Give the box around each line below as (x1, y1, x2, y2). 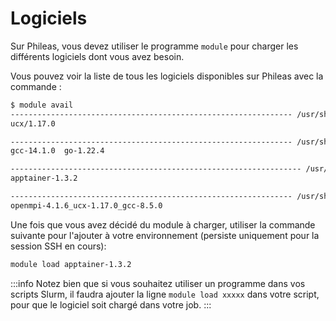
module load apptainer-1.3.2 (10, 259, 132, 269)
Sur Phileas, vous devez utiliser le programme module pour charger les (10, 40, 299, 52)
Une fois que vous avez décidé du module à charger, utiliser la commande (10, 218, 316, 231)
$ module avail (10, 100, 74, 110)
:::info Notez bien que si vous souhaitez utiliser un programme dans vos (10, 277, 306, 289)
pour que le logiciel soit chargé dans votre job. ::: (10, 298, 212, 311)
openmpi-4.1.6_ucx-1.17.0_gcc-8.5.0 (10, 200, 163, 211)
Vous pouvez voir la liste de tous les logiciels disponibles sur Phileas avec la (10, 70, 324, 82)
